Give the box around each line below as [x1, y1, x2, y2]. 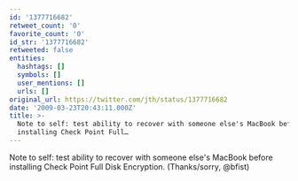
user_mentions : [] [17, 79, 86, 87]
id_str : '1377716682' [9, 37, 90, 47]
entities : [9, 54, 46, 63]
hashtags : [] [17, 63, 66, 72]
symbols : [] [17, 71, 62, 79]
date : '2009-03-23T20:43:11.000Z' [9, 103, 137, 112]
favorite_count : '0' [9, 29, 86, 38]
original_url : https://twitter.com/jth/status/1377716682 [9, 94, 228, 104]
